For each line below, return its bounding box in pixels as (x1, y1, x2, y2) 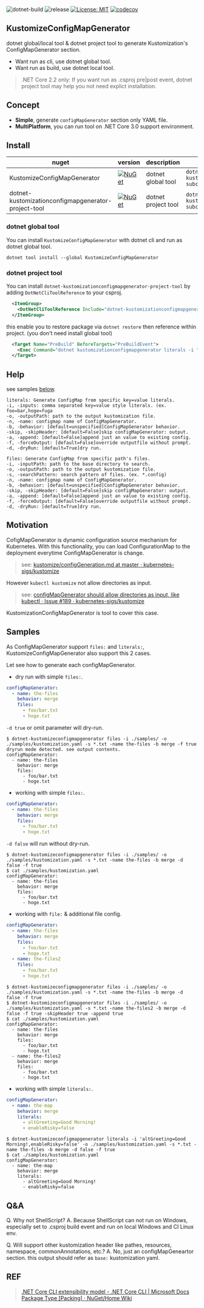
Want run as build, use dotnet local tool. (15, 64, 115, 71)
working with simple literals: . (15, 1085, 93, 1092)
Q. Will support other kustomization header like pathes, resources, (6, 1241, 172, 1249)
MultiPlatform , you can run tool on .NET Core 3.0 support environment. (15, 122, 194, 130)
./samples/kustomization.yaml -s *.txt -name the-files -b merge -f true (6, 741, 197, 747)
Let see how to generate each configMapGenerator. (6, 661, 136, 668)
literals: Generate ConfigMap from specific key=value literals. (6, 397, 175, 404)
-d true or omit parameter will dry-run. (6, 724, 104, 731)
